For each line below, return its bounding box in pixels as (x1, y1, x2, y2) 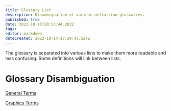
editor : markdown (5, 31, 42, 36)
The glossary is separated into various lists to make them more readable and (5, 49, 166, 56)
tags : (5, 26, 17, 32)
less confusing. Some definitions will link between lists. (5, 55, 121, 61)
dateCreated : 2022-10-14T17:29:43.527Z (5, 36, 90, 41)
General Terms (5, 90, 37, 96)
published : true (5, 17, 40, 22)
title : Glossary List (5, 7, 52, 13)
